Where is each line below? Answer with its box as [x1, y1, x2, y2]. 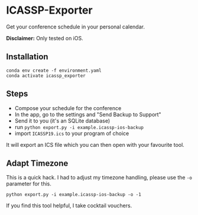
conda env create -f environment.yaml [6, 68, 102, 73]
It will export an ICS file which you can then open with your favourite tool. [6, 141, 184, 148]
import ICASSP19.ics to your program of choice [14, 130, 129, 137]
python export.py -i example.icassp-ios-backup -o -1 [6, 192, 142, 198]
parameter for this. [6, 180, 51, 187]
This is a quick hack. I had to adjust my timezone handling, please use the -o [6, 174, 192, 181]
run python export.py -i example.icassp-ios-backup [14, 123, 144, 130]
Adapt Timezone [6, 158, 69, 168]
